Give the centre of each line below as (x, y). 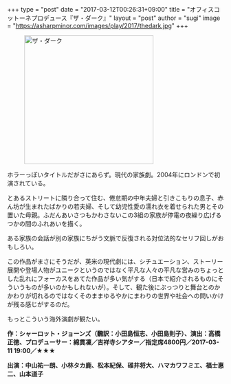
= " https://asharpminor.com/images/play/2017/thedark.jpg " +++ (98, 26)
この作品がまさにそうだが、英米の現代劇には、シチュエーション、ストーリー (115, 261)
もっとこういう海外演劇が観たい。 (55, 319)
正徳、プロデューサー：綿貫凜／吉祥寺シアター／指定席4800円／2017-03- (113, 342)
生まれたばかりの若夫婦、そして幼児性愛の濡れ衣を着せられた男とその (124, 206)
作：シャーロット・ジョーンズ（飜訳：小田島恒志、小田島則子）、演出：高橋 (114, 334)
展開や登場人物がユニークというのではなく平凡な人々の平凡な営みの (103, 270)
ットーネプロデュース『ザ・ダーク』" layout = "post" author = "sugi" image (114, 18)
